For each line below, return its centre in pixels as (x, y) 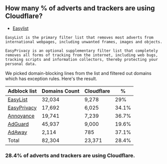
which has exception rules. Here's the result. (51, 78)
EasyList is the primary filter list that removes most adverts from (79, 37)
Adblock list (22, 91)
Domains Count (61, 91)
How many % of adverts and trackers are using (80, 8)
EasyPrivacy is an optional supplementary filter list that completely (81, 51)
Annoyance (21, 116)
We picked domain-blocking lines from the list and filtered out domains (78, 73)
